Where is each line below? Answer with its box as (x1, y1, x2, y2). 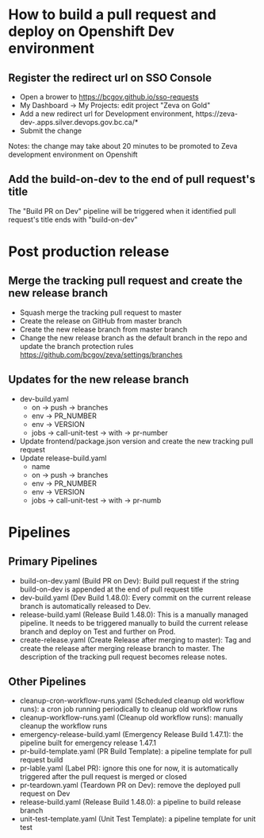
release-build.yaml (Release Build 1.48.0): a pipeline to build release (19, 797, 242, 807)
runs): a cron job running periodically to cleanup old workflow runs (19, 704, 238, 714)
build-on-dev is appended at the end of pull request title (19, 584, 204, 594)
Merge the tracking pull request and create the (8, 274, 243, 288)
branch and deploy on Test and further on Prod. (19, 627, 176, 636)
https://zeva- (195, 109, 239, 118)
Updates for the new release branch (8, 373, 189, 386)
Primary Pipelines (8, 555, 98, 568)
